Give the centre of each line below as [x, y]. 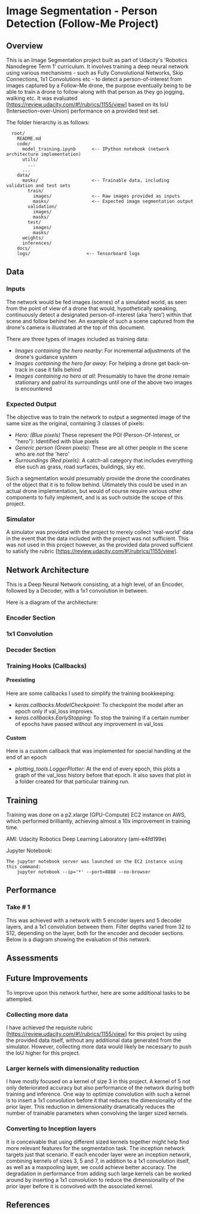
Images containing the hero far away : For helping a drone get [90, 363]
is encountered [33, 388]
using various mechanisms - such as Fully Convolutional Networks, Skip [95, 73]
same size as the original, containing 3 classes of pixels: [75, 423]
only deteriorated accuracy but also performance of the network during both [100, 1088]
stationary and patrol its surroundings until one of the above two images [103, 382]
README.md [29, 139]
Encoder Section [31, 618]
